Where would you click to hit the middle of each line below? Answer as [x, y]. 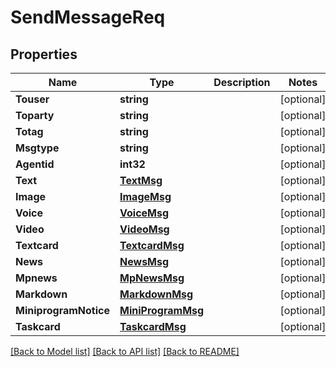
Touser [32, 99]
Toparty [35, 115]
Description [242, 82]
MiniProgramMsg [162, 310]
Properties [44, 54]
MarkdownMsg [156, 294]
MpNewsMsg [152, 278]
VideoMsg [144, 229]
